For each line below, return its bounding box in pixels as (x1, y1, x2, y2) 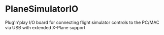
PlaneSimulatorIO (5, 3, 79, 15)
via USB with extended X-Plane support (5, 24, 86, 30)
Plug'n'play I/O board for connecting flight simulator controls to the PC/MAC (5, 19, 160, 25)
